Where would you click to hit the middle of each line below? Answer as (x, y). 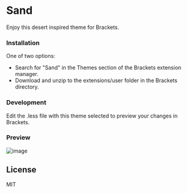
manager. (27, 74)
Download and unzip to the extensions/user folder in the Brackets (96, 81)
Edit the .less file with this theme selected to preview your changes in (92, 116)
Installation (23, 43)
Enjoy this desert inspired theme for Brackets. (63, 27)
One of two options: (31, 56)
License (21, 170)
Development (26, 103)
